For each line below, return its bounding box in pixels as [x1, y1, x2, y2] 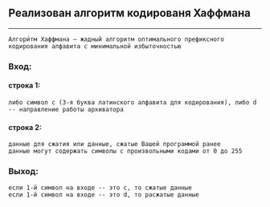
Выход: [8, 166, 39, 177]
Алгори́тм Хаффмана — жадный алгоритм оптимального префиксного [8, 35, 225, 43]
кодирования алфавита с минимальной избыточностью [8, 42, 182, 51]
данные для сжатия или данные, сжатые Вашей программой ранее [8, 140, 221, 148]
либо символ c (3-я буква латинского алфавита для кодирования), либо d [8, 98, 257, 107]
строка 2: [8, 122, 42, 132]
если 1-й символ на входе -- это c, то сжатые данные [8, 184, 193, 192]
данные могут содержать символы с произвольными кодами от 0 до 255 [8, 148, 243, 156]
